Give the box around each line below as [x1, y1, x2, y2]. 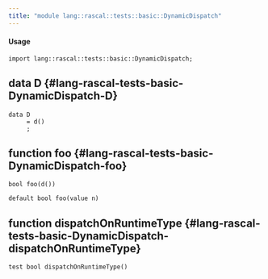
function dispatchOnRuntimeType [8, 216, 183, 230]
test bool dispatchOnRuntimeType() [8, 263, 128, 271]
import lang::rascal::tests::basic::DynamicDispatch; [8, 54, 194, 63]
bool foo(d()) [8, 181, 57, 189]
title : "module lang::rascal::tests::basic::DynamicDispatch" [8, 11, 222, 20]
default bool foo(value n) [8, 194, 99, 202]
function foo [8, 147, 72, 160]
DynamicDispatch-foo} [8, 159, 128, 173]
